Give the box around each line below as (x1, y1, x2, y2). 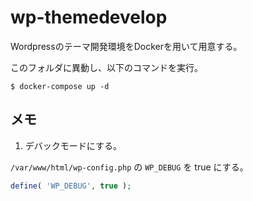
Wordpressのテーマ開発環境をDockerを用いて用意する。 (10, 40, 243, 52)
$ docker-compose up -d (10, 81, 110, 91)
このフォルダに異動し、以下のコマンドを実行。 (10, 61, 203, 73)
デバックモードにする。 (24, 139, 122, 151)
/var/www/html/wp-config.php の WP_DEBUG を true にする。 (10, 161, 249, 173)
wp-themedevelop (10, 6, 168, 29)
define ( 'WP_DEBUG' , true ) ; (10, 181, 132, 191)
